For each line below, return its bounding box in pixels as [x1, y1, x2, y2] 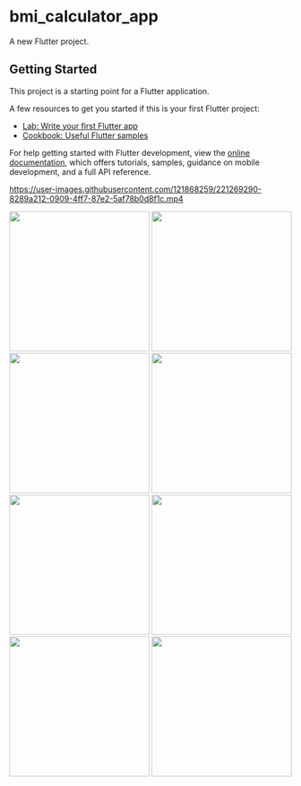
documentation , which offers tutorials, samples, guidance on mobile [9, 157, 260, 168]
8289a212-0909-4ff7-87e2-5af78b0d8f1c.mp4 [9, 193, 184, 203]
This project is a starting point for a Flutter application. [9, 85, 210, 96]
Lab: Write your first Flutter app [21, 120, 139, 131]
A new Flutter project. [9, 36, 90, 47]
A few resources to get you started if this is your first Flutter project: [9, 103, 260, 114]
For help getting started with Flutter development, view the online [9, 147, 251, 158]
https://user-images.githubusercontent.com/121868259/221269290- [9, 184, 262, 194]
